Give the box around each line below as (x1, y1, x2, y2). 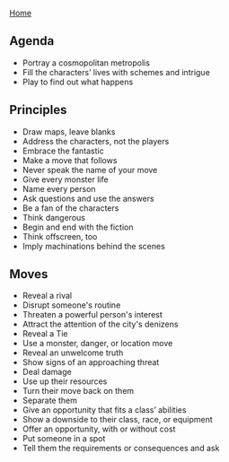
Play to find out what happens (22, 76, 134, 87)
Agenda (9, 33, 55, 48)
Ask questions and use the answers (22, 193, 154, 204)
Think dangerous (22, 212, 85, 222)
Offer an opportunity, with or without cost (22, 423, 176, 434)
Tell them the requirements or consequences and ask (22, 443, 220, 454)
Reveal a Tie (22, 328, 68, 339)
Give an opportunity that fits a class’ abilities (22, 405, 187, 415)
